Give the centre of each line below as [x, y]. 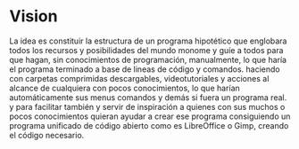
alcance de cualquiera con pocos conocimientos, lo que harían [125, 88]
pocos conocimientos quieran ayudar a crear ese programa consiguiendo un [150, 116]
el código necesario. [47, 135]
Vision [33, 16]
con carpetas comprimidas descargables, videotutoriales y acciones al [139, 78]
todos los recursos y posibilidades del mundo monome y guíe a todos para [146, 50]
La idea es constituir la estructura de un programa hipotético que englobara [148, 41]
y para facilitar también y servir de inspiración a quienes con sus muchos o [147, 106]
